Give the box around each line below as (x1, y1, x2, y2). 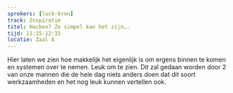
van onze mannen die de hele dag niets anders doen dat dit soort (7, 71, 196, 79)
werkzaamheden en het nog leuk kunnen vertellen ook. (7, 78, 166, 86)
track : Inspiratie (7, 17, 61, 24)
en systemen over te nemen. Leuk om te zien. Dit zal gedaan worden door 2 (7, 63, 227, 71)
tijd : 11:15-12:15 (7, 29, 61, 37)
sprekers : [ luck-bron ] (7, 10, 74, 17)
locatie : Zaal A (7, 36, 55, 43)
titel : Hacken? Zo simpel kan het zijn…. (7, 23, 131, 30)
